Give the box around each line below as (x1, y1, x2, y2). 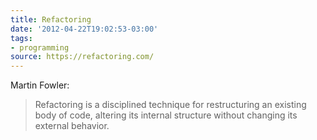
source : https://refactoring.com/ (10, 52, 155, 62)
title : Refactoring (10, 14, 92, 25)
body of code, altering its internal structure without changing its (34, 109, 298, 121)
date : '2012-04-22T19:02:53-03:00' (10, 24, 159, 34)
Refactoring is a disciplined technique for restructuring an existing (34, 99, 307, 111)
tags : (10, 33, 33, 43)
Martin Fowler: (10, 79, 70, 91)
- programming (10, 42, 70, 53)
